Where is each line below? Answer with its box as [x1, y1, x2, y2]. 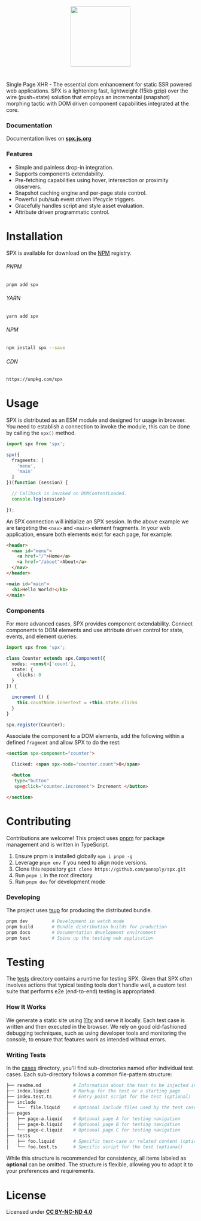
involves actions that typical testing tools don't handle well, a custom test [6, 981, 187, 988]
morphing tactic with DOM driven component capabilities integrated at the [6, 100, 190, 108]
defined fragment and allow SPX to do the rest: [6, 739, 121, 746]
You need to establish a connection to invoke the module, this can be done [6, 422, 190, 430]
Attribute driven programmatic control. [14, 208, 109, 216]
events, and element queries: [6, 633, 78, 640]
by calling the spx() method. [6, 429, 77, 436]
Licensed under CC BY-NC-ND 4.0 [6, 1208, 93, 1216]
